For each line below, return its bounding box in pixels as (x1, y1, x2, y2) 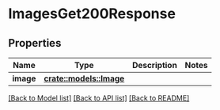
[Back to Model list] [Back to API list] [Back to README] (8, 93, 190, 103)
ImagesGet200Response (8, 5, 176, 23)
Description (131, 60, 178, 70)
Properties (8, 36, 62, 50)
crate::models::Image (43, 73, 125, 84)
